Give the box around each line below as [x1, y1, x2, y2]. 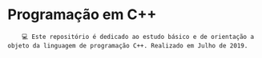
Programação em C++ [7, 6, 157, 24]
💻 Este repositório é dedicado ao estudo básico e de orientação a [22, 33, 254, 41]
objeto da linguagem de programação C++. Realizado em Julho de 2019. [7, 41, 248, 49]
